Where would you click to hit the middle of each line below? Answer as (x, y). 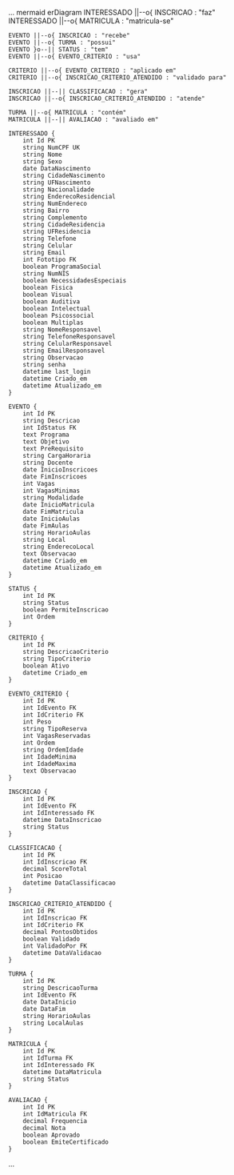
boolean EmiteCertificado (66, 1142)
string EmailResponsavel (64, 351)
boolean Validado (52, 939)
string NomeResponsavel (62, 330)
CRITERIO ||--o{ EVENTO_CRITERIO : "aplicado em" (93, 70)
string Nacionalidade (58, 190)
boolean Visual (48, 295)
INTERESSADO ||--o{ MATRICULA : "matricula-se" (91, 21)
